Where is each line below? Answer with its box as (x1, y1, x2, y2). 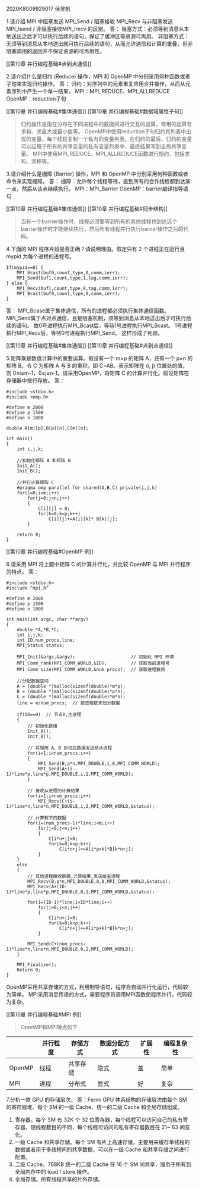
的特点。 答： (6, 568, 39, 575)
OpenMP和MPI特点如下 (20, 1024, 78, 1030)
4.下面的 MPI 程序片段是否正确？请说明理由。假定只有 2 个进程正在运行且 (6, 246, 185, 252)
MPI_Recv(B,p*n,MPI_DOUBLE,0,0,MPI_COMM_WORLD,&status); (27, 879, 171, 885)
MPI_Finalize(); (17, 962, 57, 968)
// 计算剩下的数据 (27, 815, 66, 821)
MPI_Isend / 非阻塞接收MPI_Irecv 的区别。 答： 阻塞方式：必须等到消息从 (6, 26, 184, 32)
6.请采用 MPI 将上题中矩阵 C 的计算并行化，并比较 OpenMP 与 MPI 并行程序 (6, 561, 191, 568)
